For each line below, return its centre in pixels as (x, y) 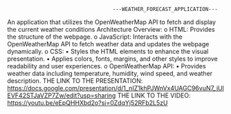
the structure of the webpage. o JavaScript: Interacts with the (95, 37)
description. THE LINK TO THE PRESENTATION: (75, 81)
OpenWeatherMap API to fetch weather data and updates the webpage (108, 44)
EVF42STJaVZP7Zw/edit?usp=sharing (62, 95)
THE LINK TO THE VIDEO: (154, 95)
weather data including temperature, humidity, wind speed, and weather (110, 73)
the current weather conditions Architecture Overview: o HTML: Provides (111, 29)
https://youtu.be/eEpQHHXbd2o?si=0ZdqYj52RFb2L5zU (87, 103)
